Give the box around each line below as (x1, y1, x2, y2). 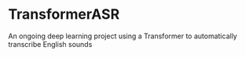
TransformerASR (8, 5, 120, 23)
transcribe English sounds (8, 39, 93, 48)
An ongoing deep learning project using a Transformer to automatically (8, 31, 238, 41)
